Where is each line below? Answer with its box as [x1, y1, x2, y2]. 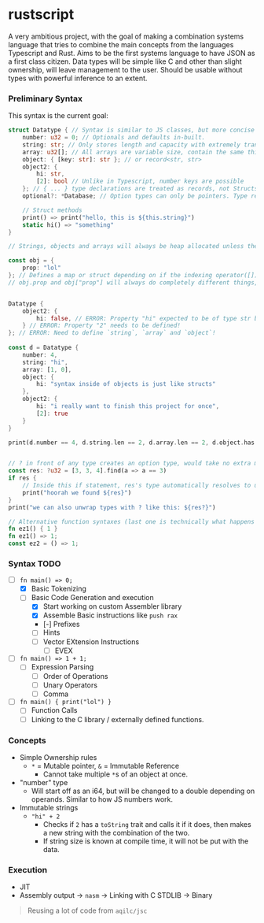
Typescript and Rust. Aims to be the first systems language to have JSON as [8, 48, 255, 57]
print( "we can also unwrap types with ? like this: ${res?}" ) [8, 503, 216, 511]
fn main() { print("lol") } [19, 699, 112, 706]
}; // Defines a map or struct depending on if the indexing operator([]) [8, 272, 258, 280]
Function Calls [31, 706, 78, 715]
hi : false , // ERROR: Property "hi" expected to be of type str [36, 314, 251, 322]
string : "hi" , [22, 358, 68, 366]
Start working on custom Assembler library [42, 602, 182, 611]
